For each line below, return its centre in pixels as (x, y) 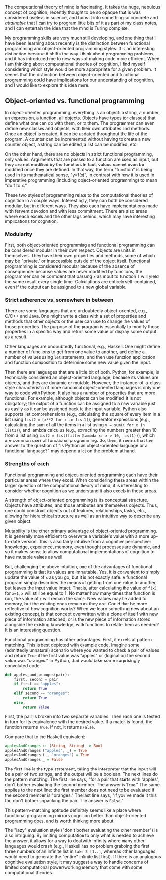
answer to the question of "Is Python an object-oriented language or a (76, 446)
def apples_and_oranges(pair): (37, 675)
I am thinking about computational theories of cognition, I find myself (75, 64)
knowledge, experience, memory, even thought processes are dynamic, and (83, 547)
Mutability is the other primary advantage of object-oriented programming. (81, 531)
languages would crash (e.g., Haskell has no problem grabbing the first (77, 846)
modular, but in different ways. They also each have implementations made (82, 206)
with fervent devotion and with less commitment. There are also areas (76, 211)
